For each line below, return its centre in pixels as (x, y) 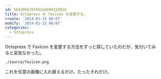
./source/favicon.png (27, 62)
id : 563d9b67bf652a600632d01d (36, 10)
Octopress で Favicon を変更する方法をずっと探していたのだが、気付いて (79, 47)
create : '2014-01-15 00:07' (34, 19)
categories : (17, 28)
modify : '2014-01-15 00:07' (34, 23)
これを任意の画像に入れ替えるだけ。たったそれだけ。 (58, 72)
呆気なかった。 (29, 53)
